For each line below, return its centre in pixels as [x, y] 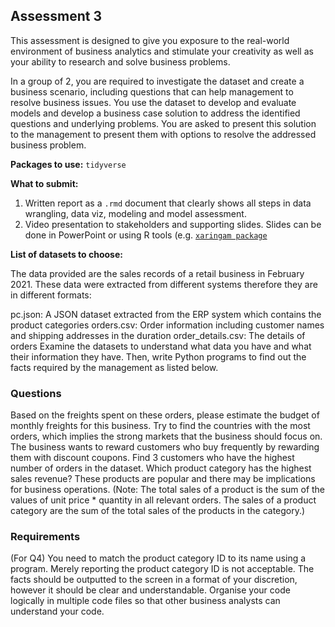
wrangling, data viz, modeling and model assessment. [135, 213]
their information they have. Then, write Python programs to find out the [158, 356]
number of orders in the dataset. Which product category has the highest [161, 468]
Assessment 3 [56, 16]
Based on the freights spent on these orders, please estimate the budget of [165, 415]
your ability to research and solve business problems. [120, 61]
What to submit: [44, 183]
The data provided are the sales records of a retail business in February [157, 273]
